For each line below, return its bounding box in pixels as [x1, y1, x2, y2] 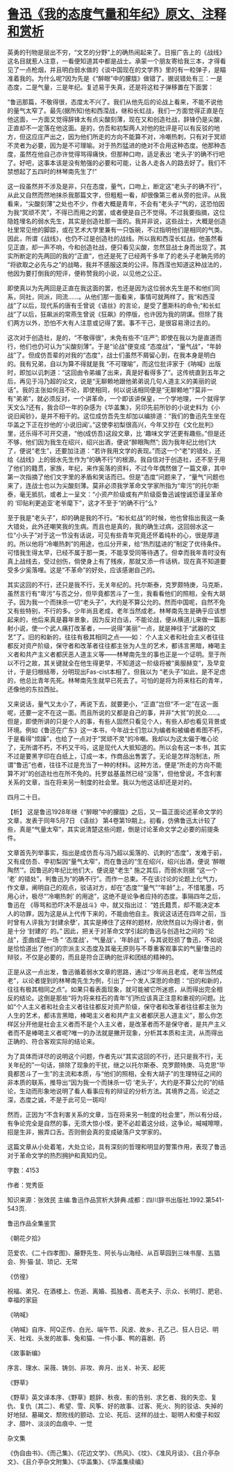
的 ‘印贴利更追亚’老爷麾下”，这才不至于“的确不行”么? [7, 498, 158, 507]
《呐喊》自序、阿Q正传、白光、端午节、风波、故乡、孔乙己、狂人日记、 [7, 1325, 213, 1333]
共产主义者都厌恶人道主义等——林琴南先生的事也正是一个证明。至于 [25, 650, 220, 658]
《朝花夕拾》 [7, 1233, 44, 1242]
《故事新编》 [7, 1348, 44, 1357]
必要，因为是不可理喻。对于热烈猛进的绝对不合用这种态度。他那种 [31, 141, 220, 150]
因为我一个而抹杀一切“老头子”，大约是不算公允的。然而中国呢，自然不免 [19, 598, 226, 606]
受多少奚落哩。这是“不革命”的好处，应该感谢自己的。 [7, 565, 159, 574]
